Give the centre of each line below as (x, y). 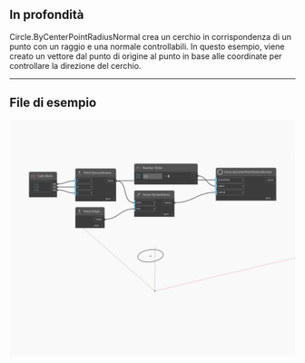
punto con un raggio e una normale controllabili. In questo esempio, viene (147, 46)
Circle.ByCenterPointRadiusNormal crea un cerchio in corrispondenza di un (151, 36)
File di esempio (53, 103)
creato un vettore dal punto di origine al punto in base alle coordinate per (146, 56)
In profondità (47, 15)
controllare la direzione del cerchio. (75, 65)
